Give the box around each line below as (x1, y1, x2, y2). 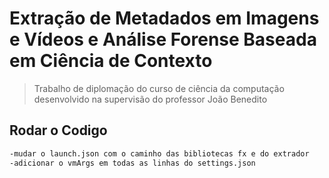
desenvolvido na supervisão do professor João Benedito (33, 93, 268, 105)
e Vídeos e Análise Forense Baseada (9, 28, 317, 51)
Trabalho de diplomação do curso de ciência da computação (33, 82, 285, 94)
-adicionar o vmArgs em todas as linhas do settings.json (9, 158, 256, 168)
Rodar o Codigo (9, 122, 108, 139)
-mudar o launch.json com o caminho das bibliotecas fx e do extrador (9, 148, 310, 159)
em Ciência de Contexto (9, 50, 213, 72)
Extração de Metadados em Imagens (9, 7, 320, 30)
